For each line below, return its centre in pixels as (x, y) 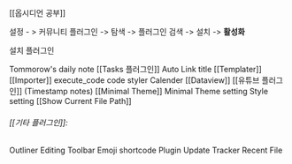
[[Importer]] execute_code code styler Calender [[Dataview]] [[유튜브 (134, 80)
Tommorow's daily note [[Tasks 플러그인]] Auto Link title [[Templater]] (136, 69)
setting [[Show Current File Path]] (70, 101)
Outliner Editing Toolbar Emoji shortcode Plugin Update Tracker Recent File (146, 150)
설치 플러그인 (32, 50)
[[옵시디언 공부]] (38, 13)
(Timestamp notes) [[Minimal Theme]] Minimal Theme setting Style (146, 91)
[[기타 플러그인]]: (38, 123)
